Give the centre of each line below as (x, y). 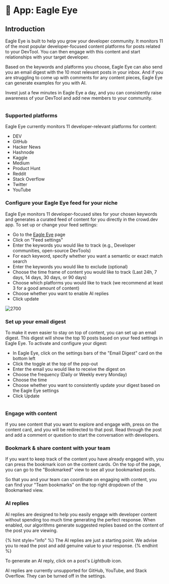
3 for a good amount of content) (46, 288)
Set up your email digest (36, 321)
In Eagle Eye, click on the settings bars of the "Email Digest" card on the (87, 353)
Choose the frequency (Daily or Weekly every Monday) (70, 374)
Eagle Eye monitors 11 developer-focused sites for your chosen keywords (81, 214)
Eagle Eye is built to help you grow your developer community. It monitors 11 (84, 41)
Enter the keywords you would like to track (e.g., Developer (74, 245)
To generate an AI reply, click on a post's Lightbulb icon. (64, 561)
